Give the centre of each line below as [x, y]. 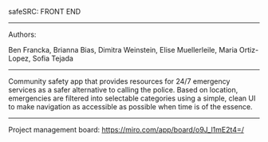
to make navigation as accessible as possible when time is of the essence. [130, 106]
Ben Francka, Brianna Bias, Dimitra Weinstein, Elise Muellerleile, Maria [123, 50]
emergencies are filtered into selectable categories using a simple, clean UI [132, 98]
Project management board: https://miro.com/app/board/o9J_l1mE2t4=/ [126, 130]
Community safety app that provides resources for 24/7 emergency [119, 81]
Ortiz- [249, 50]
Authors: [22, 34]
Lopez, [20, 58]
